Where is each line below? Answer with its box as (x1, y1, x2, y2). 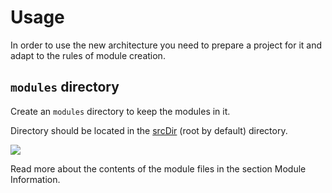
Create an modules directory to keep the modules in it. (10, 105, 231, 117)
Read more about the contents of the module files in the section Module (10, 162, 307, 175)
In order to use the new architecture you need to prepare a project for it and (10, 39, 323, 51)
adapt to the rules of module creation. (10, 49, 166, 61)
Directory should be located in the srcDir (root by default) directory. (10, 124, 288, 136)
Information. (10, 173, 61, 185)
